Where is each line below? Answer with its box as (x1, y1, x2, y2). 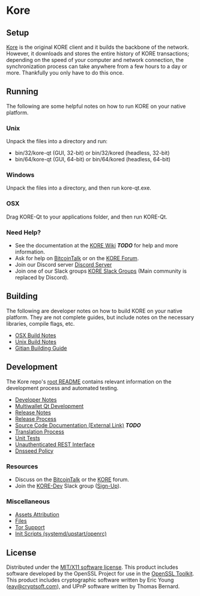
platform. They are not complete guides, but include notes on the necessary (6, 314, 194, 321)
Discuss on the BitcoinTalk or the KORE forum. (14, 476, 129, 483)
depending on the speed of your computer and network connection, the (6, 57, 184, 63)
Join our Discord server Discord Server (14, 261, 112, 268)
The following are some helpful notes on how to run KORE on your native (6, 102, 186, 110)
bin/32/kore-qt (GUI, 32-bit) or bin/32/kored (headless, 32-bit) (14, 149, 170, 157)
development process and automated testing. (6, 384, 119, 391)
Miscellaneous (6, 497, 50, 506)
